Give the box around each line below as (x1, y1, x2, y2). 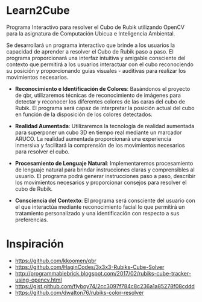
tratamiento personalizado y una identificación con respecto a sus (14, 209, 180, 217)
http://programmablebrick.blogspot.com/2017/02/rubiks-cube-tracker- (14, 270, 192, 277)
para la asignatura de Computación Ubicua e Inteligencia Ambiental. (6, 29, 175, 37)
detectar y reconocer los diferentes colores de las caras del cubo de (14, 97, 186, 105)
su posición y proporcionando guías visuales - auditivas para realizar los (6, 67, 186, 74)
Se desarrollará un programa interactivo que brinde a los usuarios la (6, 42, 175, 49)
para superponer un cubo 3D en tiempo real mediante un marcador (14, 129, 182, 136)
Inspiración (6, 237, 65, 251)
